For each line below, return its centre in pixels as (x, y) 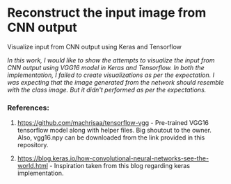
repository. (33, 145)
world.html (33, 166)
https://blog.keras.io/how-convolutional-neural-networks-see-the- (113, 158)
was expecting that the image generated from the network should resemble (115, 82)
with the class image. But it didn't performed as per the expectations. (107, 90)
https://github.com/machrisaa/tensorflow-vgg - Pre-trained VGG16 (113, 123)
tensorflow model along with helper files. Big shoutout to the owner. (114, 131)
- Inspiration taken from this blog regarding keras (120, 166)
